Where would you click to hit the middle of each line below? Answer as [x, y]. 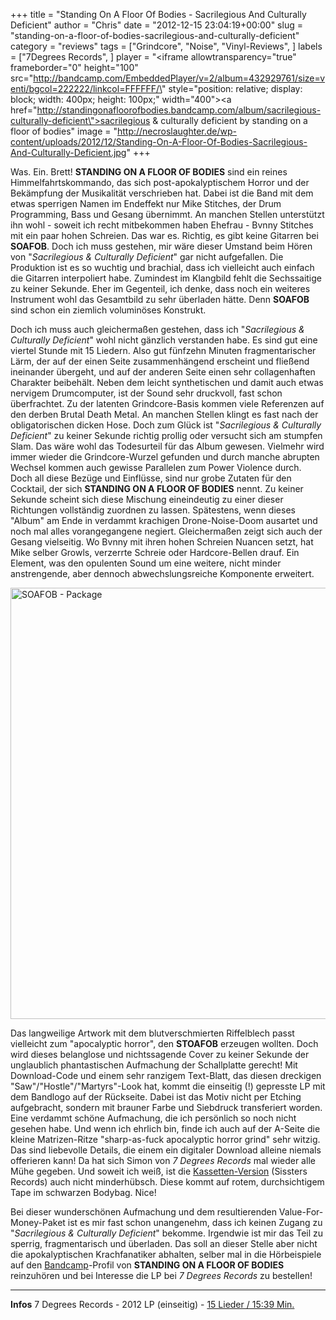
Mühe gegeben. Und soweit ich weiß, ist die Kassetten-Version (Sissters [159, 1171]
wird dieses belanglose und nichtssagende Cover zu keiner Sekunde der [160, 1054]
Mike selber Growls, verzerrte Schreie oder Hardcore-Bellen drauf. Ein [155, 552]
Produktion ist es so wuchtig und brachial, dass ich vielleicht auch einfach [162, 267]
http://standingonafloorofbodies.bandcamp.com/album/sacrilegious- [179, 110]
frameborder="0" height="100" [74, 67]
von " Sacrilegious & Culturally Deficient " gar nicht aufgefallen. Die [147, 257]
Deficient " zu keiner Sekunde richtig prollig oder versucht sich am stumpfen [166, 435]
